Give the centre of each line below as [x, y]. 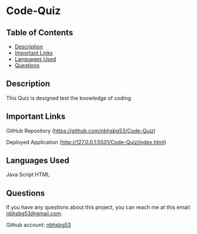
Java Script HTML [28, 175]
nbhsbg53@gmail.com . [35, 213]
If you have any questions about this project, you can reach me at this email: [99, 208]
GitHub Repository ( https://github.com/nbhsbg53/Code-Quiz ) [81, 131]
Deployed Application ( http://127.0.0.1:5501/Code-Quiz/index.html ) [86, 142]
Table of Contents [40, 33]
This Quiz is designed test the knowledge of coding [69, 98]
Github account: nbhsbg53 [39, 225]
